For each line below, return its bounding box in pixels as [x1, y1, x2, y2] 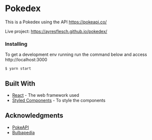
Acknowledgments [5, 111, 64, 120]
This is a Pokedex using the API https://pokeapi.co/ [5, 19, 107, 25]
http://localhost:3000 [5, 57, 47, 63]
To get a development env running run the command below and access [5, 52, 147, 57]
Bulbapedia [12, 129, 35, 135]
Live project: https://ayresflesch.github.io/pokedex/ [5, 28, 107, 34]
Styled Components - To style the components [12, 98, 106, 104]
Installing [5, 40, 28, 47]
